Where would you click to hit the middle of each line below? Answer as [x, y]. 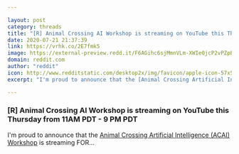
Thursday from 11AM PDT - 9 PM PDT [73, 119]
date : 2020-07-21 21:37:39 [47, 40]
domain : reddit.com [36, 60]
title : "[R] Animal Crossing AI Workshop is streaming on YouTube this [116, 33]
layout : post [27, 20]
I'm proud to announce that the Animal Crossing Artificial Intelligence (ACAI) [118, 135]
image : [17, 53]
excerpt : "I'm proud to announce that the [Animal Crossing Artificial [116, 79]
